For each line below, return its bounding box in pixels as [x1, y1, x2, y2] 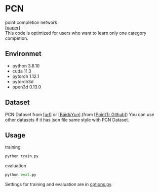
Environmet [5, 50, 42, 58]
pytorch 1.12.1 [12, 73, 40, 79]
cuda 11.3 [12, 68, 32, 74]
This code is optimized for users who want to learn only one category [5, 30, 147, 36]
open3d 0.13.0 [12, 84, 41, 90]
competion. [5, 35, 29, 41]
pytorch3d [12, 78, 34, 84]
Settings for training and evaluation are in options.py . [5, 182, 113, 188]
